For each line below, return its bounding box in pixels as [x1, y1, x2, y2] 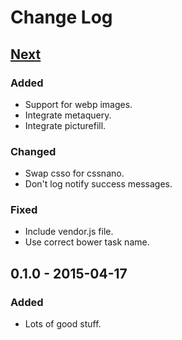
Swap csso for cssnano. [24, 167, 125, 180]
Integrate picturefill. [24, 119, 107, 131]
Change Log [10, 6, 113, 29]
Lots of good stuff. [24, 318, 102, 330]
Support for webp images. [24, 98, 133, 110]
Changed [10, 144, 57, 158]
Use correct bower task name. [24, 236, 150, 248]
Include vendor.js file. [24, 226, 114, 238]
